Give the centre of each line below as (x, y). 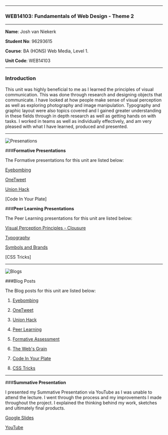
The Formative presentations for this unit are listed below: (64, 160)
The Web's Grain (30, 349)
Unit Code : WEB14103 (28, 61)
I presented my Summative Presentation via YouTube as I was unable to (79, 392)
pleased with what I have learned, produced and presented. (67, 126)
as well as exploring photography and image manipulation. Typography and (83, 105)
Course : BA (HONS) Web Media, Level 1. (47, 51)
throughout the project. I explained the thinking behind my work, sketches (81, 403)
